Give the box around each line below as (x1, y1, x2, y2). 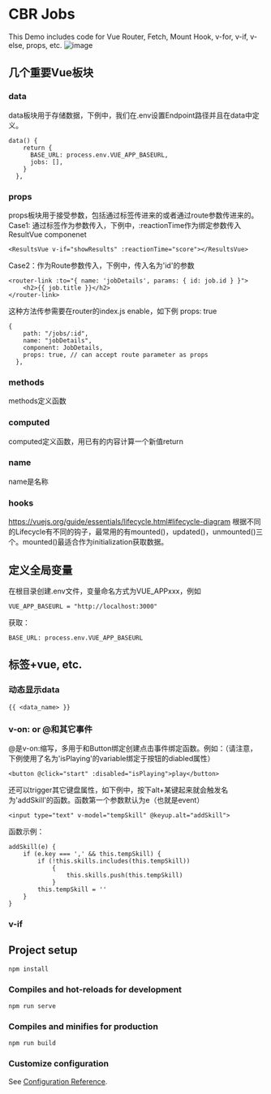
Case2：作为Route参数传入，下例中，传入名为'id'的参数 (8, 261, 195, 270)
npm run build (8, 1040, 57, 1048)
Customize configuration (8, 1058, 110, 1070)
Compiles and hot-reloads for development (8, 984, 183, 995)
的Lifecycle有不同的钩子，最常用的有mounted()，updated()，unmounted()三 (8, 527, 264, 536)
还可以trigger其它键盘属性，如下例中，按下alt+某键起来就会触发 (8, 785, 222, 795)
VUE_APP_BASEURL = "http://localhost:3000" (8, 602, 158, 610)
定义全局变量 (8, 563, 73, 577)
